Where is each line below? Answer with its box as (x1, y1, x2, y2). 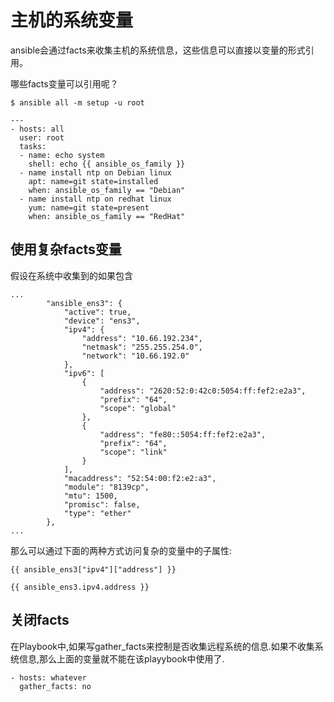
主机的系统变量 (10, 9, 134, 32)
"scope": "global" (99, 403, 177, 413)
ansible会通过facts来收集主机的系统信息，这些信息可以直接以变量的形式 (10, 44, 306, 56)
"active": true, (63, 307, 132, 317)
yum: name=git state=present (28, 202, 150, 213)
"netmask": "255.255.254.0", (81, 342, 203, 352)
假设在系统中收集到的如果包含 (10, 269, 133, 281)
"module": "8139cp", (63, 482, 150, 492)
